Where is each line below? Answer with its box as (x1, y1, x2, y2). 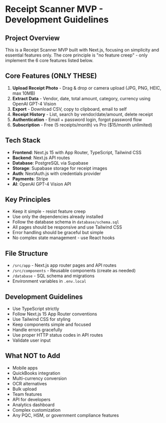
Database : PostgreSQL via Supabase (12, 160, 89, 166)
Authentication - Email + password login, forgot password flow (12, 117, 142, 122)
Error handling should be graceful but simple (12, 230, 104, 236)
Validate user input (12, 337, 51, 343)
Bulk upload (12, 386, 37, 392)
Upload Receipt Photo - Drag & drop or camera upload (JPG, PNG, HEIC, (12, 85, 162, 91)
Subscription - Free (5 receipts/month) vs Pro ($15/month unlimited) (12, 121, 153, 127)
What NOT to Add (5, 352, 60, 360)
